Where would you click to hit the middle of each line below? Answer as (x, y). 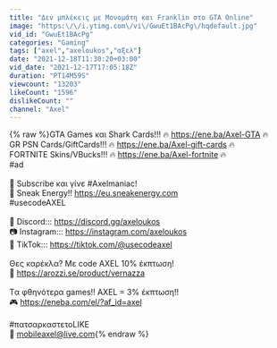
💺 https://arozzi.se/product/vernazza (77, 273)
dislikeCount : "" (42, 101)
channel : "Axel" (39, 109)
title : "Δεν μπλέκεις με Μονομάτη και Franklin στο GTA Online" (131, 17)
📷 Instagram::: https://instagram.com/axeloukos (98, 232)
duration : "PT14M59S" (50, 76)
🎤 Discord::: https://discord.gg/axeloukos (85, 222)
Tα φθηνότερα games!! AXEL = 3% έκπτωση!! (94, 293)
